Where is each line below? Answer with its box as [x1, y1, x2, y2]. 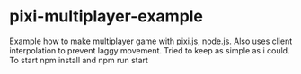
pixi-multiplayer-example [9, 6, 204, 27]
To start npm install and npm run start [9, 54, 148, 65]
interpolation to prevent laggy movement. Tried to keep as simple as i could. [9, 45, 290, 55]
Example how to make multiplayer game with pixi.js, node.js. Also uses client [9, 36, 293, 46]
